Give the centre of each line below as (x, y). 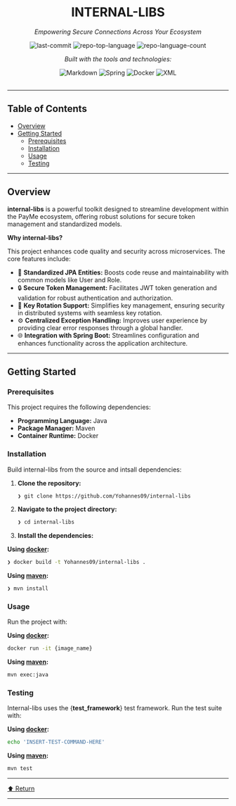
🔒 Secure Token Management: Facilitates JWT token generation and (117, 288)
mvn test (20, 769)
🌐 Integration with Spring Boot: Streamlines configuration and (108, 335)
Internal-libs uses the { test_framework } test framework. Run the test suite (115, 708)
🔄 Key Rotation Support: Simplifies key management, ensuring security (121, 305)
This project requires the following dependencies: (79, 407)
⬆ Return (21, 788)
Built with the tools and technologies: (118, 59)
